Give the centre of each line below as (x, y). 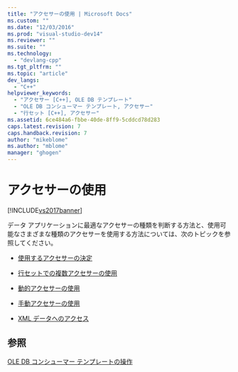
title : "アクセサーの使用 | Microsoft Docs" (70, 14)
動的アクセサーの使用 (49, 288)
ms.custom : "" (28, 21)
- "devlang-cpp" (38, 60)
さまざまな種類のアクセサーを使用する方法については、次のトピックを (122, 234)
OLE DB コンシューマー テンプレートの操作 (70, 361)
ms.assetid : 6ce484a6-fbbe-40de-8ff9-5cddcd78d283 (84, 119)
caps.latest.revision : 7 (44, 126)
